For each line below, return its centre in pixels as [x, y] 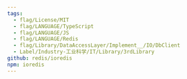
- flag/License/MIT [41, 20]
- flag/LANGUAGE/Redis [46, 39]
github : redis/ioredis [40, 58]
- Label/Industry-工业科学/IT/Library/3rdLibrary [84, 52]
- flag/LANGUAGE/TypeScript [54, 26]
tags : [15, 13]
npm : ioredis [26, 65]
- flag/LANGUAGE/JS [41, 33]
